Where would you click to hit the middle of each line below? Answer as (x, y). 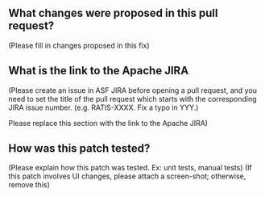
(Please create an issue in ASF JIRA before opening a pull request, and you (133, 90)
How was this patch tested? (79, 149)
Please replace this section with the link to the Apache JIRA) (108, 123)
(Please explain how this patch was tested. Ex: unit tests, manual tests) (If (130, 168)
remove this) (29, 185)
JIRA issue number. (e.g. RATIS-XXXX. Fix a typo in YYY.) (104, 107)
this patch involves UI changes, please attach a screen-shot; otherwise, (127, 176)
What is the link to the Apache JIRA (99, 71)
